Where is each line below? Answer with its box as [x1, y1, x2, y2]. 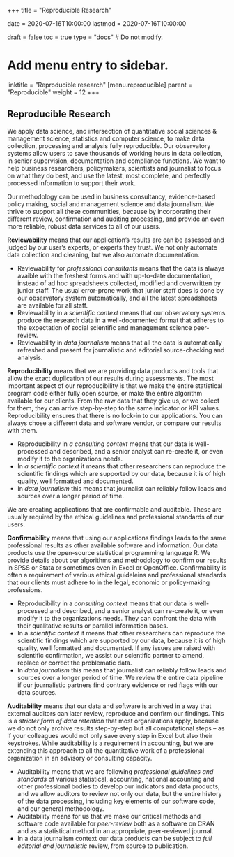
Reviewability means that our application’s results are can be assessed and [7, 236, 224, 244]
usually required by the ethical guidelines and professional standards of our [7, 512, 224, 521]
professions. [7, 585, 43, 593]
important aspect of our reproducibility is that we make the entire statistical [7, 381, 223, 390]
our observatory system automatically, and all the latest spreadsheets [17, 294, 217, 302]
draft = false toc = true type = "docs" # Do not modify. [7, 33, 164, 41]
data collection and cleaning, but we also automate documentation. [7, 250, 200, 259]
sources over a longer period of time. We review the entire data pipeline [17, 673, 224, 682]
